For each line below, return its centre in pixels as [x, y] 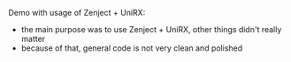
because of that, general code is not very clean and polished [132, 48]
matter [33, 39]
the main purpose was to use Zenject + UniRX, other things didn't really [151, 29]
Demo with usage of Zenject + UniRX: [77, 13]
